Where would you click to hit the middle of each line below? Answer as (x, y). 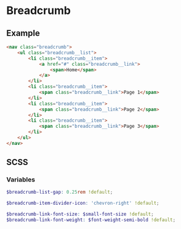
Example (23, 33)
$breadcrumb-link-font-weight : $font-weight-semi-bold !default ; (91, 220)
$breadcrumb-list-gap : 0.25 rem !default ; (60, 192)
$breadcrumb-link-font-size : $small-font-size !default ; (80, 214)
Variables (21, 180)
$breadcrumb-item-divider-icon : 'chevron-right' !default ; (83, 203)
